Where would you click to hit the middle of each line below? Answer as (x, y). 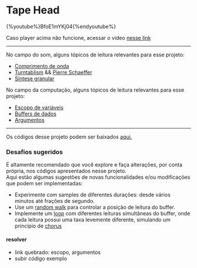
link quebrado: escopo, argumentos (57, 252)
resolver (17, 239)
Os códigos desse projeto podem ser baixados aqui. (69, 137)
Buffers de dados (35, 113)
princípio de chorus (38, 226)
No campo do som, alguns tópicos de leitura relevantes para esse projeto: (95, 55)
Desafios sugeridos (35, 152)
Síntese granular (34, 78)
